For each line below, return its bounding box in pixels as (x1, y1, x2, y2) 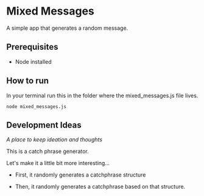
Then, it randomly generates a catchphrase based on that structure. (15, 183, 186, 191)
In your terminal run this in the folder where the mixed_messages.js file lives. (6, 92, 199, 99)
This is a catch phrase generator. (6, 147, 90, 155)
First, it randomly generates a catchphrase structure (15, 171, 146, 178)
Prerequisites (6, 42, 58, 52)
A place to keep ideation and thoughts (6, 136, 102, 143)
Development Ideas (6, 120, 82, 130)
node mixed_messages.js (6, 103, 67, 110)
